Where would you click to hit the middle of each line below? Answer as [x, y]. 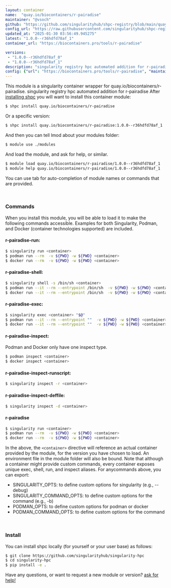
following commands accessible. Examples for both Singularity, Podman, [81, 223]
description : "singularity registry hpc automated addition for [75, 67]
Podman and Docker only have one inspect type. [56, 347]
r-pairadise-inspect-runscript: [38, 373]
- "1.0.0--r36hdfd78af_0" [35, 57]
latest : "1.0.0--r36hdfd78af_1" [39, 39]
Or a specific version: [28, 116]
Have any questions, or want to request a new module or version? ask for [82, 575]
